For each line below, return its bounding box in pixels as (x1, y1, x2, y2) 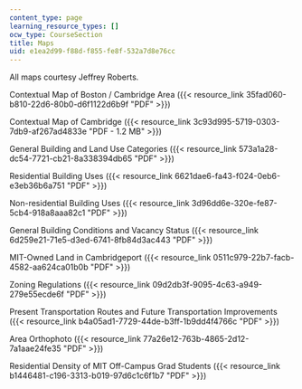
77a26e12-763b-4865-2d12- (143, 334, 250, 345)
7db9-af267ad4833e (9, 126, 88, 137)
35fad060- (245, 90, 287, 100)
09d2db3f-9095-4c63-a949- (152, 280, 263, 290)
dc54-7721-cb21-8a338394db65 (9, 153, 133, 164)
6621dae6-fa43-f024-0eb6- (175, 171, 281, 182)
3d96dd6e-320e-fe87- (191, 198, 278, 209)
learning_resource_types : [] (9, 22, 119, 31)
